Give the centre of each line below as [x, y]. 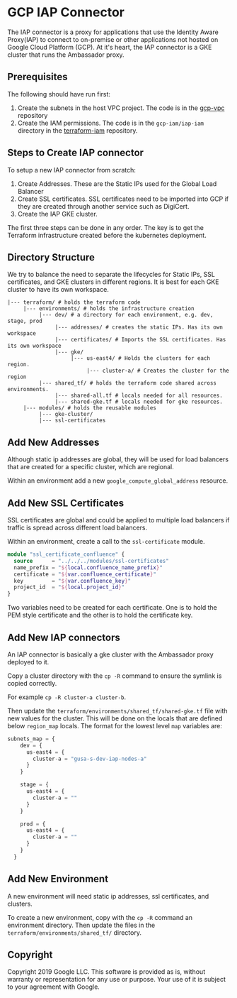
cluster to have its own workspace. [58, 290]
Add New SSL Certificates [66, 503]
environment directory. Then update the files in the [81, 925]
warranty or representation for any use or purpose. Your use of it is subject [117, 980]
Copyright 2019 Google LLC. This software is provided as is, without [106, 972]
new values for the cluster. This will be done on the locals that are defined [115, 718]
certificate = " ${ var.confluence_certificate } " [85, 574]
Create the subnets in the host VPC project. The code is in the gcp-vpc [121, 108]
